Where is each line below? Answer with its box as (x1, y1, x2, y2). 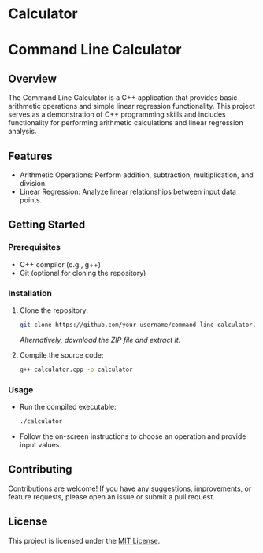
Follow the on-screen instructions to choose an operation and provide (19, 431, 246, 441)
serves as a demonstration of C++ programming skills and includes (8, 109, 226, 119)
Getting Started (8, 218, 86, 232)
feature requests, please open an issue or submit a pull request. (8, 492, 215, 501)
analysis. (8, 127, 37, 136)
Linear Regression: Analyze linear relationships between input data (19, 187, 236, 196)
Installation (8, 288, 53, 299)
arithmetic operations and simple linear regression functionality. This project (8, 102, 256, 111)
